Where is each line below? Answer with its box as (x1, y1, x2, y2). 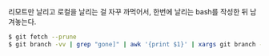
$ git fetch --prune (8, 33, 78, 41)
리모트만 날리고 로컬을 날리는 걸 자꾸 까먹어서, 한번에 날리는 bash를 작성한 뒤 (8, 7, 248, 16)
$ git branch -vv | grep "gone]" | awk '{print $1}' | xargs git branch (8, 40, 256, 48)
